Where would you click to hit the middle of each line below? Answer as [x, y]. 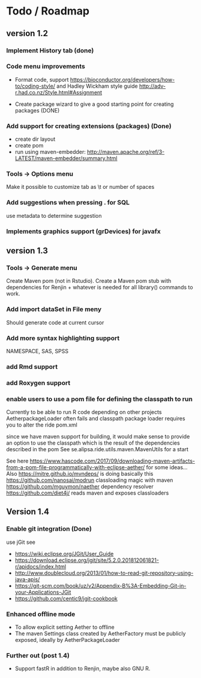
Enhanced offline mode [41, 614]
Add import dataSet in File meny [54, 309]
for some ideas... [167, 467]
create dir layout [35, 139]
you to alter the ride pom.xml [42, 425]
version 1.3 [27, 251]
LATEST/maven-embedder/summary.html [66, 158]
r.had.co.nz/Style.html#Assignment [58, 92]
